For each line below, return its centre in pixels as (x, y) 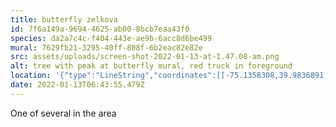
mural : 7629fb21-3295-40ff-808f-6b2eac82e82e (106, 47)
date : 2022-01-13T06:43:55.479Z (77, 85)
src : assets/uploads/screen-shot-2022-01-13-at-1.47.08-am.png (145, 57)
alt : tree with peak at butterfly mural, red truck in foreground (151, 66)
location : (31, 76)
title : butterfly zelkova (64, 19)
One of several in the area (63, 113)
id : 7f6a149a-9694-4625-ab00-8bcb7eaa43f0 (100, 29)
